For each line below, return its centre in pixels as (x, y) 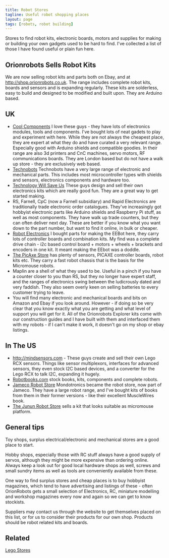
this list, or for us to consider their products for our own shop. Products (79, 517)
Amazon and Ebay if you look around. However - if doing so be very (83, 303)
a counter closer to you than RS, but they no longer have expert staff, (84, 276)
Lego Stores (18, 550)
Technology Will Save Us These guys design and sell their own (78, 185)
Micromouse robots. (33, 266)
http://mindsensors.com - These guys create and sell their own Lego (84, 358)
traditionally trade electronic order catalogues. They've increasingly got (87, 207)
